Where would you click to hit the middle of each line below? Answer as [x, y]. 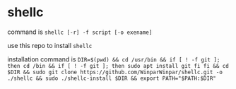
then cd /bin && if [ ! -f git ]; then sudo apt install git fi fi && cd [118, 66]
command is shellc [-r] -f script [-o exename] [80, 32]
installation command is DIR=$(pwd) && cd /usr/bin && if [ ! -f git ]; [114, 59]
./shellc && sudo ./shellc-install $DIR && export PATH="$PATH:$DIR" [112, 78]
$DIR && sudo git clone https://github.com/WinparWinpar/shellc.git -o [115, 72]
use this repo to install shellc [50, 45]
